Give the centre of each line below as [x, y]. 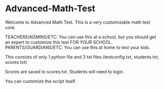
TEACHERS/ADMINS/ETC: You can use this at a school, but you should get [81, 37]
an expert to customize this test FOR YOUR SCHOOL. [59, 42]
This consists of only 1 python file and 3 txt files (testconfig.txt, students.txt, [82, 57]
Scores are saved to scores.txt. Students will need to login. [65, 71]
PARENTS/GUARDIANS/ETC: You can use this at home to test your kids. [78, 47]
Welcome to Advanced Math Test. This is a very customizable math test [78, 22]
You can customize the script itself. [41, 81]
